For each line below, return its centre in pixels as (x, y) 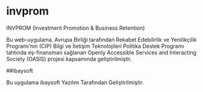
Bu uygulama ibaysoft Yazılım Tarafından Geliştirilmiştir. (75, 82)
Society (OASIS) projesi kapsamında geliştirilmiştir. (69, 59)
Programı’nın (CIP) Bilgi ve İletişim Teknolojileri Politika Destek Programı (95, 46)
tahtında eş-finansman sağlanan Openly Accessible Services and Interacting (101, 52)
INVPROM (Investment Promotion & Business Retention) (76, 28)
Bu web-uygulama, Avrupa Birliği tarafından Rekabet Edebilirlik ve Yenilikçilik (101, 39)
